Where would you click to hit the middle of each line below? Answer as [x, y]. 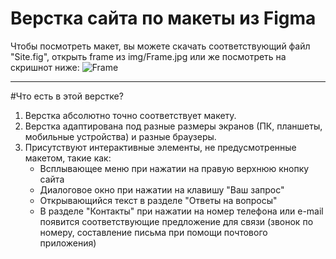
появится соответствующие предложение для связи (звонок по [176, 221]
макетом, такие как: [68, 158]
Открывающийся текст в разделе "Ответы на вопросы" [158, 200]
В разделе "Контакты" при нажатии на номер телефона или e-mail [181, 211]
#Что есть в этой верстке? [67, 96]
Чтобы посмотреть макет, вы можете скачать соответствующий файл [160, 46]
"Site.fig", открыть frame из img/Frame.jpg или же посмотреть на [148, 56]
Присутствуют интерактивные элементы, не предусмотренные [160, 147]
